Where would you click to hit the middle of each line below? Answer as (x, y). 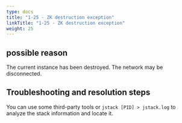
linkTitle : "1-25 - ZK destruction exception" (66, 23)
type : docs (20, 12)
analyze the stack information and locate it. (60, 113)
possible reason (37, 52)
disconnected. (24, 74)
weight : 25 (20, 28)
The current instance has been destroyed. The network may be (85, 67)
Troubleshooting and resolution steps (78, 93)
